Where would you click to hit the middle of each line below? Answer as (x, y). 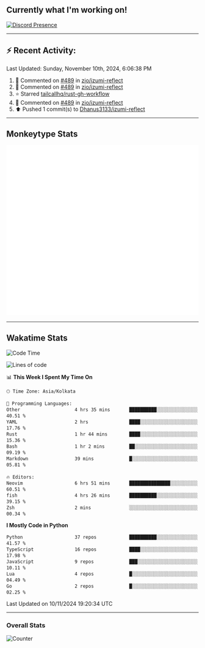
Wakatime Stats (37, 338)
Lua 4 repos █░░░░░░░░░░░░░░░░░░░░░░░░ (102, 574)
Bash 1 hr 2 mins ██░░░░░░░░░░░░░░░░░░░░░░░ (102, 446)
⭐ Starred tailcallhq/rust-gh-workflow (62, 94)
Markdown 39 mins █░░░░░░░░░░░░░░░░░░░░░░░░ (102, 459)
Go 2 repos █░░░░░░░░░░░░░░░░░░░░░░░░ (102, 586)
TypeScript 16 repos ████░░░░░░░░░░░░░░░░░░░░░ (102, 549)
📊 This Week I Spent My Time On (49, 377)
